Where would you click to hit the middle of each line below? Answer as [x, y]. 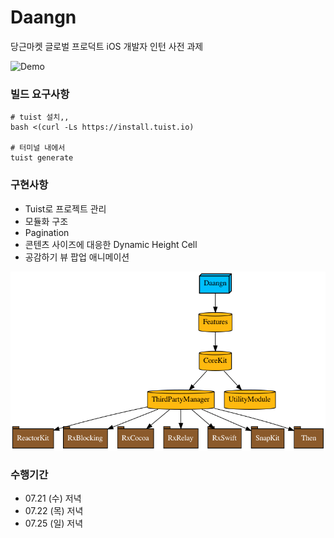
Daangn [43, 17]
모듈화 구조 [46, 221]
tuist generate [42, 158]
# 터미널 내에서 [38, 148]
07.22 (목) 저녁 [54, 511]
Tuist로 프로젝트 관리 [65, 208]
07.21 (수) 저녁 [53, 498]
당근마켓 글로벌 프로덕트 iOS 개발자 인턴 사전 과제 [107, 46]
